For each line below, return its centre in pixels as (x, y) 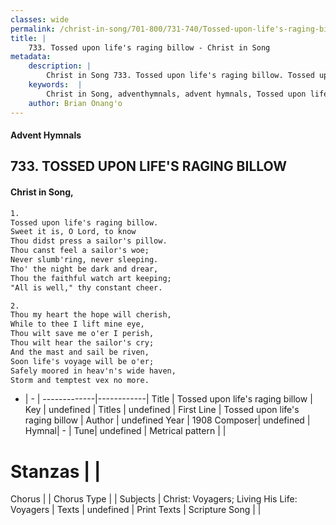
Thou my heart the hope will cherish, (91, 315)
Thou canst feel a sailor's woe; (80, 251)
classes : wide (40, 19)
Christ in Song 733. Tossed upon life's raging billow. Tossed (180, 76)
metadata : (31, 57)
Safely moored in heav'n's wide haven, (93, 371)
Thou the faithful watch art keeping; (91, 278)
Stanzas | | (56, 471)
